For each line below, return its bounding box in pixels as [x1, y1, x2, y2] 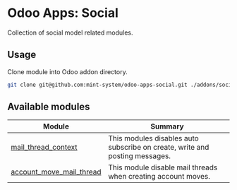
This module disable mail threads [108, 162, 218, 172]
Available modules [7, 101, 90, 113]
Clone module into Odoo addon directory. [7, 67, 128, 76]
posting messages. [108, 151, 171, 161]
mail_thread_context [11, 143, 78, 153]
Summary [150, 121, 185, 131]
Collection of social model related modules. [7, 28, 133, 37]
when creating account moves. [108, 172, 210, 182]
